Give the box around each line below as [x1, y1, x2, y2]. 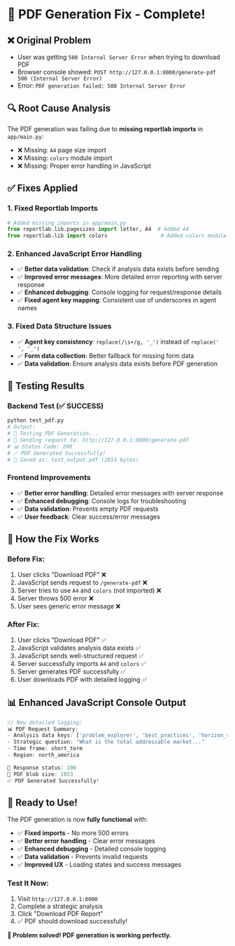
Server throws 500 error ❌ [17, 594, 94, 602]
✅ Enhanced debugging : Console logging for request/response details [17, 288, 222, 297]
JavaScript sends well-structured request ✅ [17, 651, 145, 660]
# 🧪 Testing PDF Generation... [7, 430, 99, 437]
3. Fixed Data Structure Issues [7, 321, 112, 331]
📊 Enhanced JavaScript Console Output [7, 697, 187, 709]
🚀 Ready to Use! [7, 797, 78, 808]
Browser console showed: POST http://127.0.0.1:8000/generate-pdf [17, 68, 217, 76]
